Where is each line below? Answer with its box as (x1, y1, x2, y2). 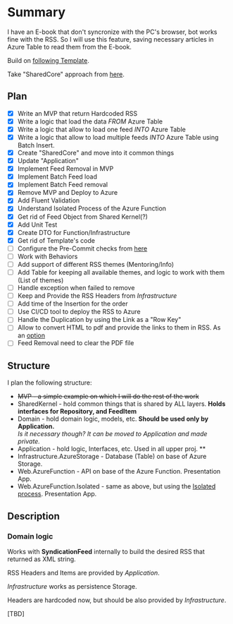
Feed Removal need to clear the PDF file (17, 339, 134, 347)
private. (17, 437, 40, 445)
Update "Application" (17, 157, 79, 165)
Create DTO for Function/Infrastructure (17, 228, 131, 236)
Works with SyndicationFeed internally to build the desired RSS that (7, 547, 206, 556)
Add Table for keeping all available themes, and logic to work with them (17, 268, 225, 276)
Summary (7, 4, 65, 20)
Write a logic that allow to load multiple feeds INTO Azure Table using (17, 133, 219, 141)
